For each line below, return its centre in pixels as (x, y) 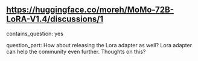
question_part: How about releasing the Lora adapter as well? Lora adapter (99, 45)
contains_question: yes (35, 33)
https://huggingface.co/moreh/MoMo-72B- (90, 10)
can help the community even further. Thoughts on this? (76, 51)
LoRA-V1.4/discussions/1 (55, 19)
